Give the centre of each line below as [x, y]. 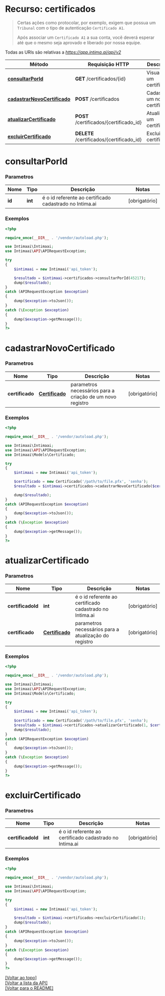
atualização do [92, 635]
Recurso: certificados [50, 9]
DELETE [85, 133]
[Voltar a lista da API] [27, 983]
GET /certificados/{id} [101, 79]
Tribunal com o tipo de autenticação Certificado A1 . [71, 28]
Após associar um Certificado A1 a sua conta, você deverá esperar [86, 37]
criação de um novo [94, 397]
